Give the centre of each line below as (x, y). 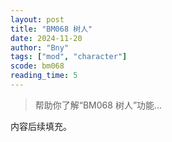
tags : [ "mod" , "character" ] (69, 57)
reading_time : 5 (44, 76)
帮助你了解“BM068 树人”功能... (98, 105)
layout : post (37, 19)
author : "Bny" (40, 47)
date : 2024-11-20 (46, 38)
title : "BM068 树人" (51, 29)
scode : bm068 (37, 66)
